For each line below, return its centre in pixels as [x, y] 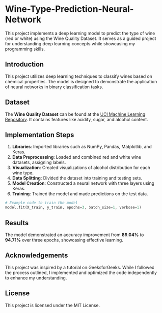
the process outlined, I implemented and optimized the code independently [81, 273]
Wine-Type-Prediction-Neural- [69, 9]
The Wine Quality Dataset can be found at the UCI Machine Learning [75, 114]
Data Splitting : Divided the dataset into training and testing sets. [77, 178]
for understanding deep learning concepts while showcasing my [70, 43]
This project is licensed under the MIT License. [53, 305]
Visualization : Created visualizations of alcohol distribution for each [81, 168]
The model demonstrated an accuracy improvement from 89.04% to [75, 235]
